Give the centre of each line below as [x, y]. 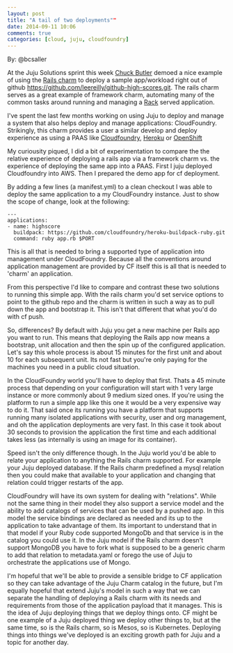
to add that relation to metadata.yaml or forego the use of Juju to [100, 555]
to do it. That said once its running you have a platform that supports [105, 410]
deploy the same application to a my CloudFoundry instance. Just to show [113, 195]
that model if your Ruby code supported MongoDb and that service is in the [115, 533]
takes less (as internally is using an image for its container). [92, 440]
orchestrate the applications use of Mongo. [69, 563]
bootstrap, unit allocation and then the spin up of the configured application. [116, 345]
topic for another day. [38, 643]
